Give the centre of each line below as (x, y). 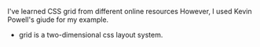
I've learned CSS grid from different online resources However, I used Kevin (130, 11)
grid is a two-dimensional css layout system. (91, 35)
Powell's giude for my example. (58, 20)
